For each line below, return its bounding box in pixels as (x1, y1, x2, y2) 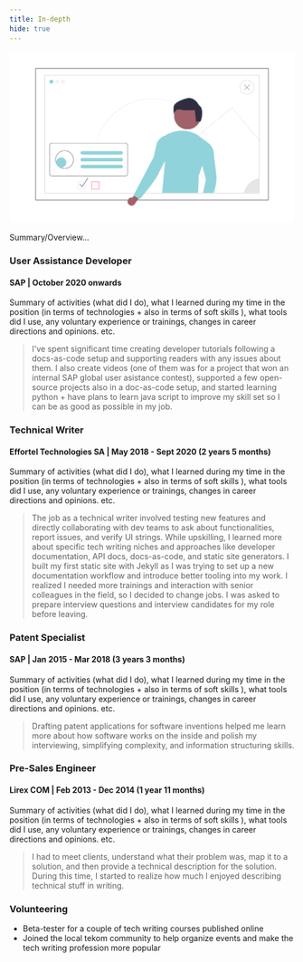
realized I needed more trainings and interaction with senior (31, 580, 254, 591)
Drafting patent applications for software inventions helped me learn (31, 720, 287, 731)
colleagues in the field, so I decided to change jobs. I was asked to (31, 589, 280, 601)
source (31, 382, 59, 393)
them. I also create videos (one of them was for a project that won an (31, 363, 289, 374)
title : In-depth (9, 14, 71, 24)
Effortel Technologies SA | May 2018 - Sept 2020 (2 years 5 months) (9, 446, 271, 457)
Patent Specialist (9, 632, 86, 644)
